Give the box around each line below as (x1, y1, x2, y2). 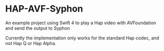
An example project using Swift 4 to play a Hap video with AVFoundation (5, 20, 156, 26)
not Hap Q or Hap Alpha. (5, 40, 57, 46)
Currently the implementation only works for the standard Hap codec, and (5, 35, 159, 41)
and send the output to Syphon (5, 25, 70, 31)
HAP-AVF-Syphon (5, 3, 84, 15)
